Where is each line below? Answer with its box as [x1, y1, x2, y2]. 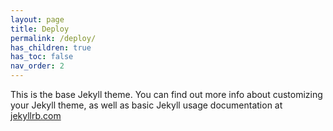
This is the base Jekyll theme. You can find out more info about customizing [10, 89, 323, 100]
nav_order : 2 [10, 61, 65, 71]
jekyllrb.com [10, 110, 62, 121]
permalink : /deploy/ [10, 33, 97, 43]
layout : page [10, 14, 65, 25]
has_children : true [10, 42, 92, 53]
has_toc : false [10, 52, 74, 62]
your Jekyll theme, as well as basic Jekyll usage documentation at [10, 99, 283, 111]
